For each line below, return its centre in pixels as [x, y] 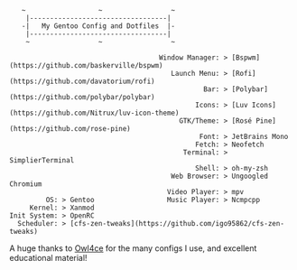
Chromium [26, 184]
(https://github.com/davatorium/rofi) [82, 81]
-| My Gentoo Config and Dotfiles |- [98, 26]
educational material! [48, 258]
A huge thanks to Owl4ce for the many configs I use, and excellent [133, 248]
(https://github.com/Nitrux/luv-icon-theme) [94, 113]
